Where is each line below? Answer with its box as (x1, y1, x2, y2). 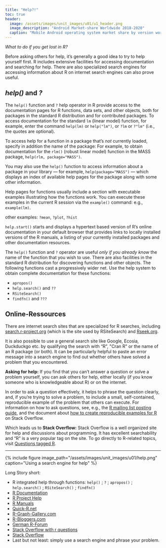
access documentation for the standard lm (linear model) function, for (5, 117, 147, 124)
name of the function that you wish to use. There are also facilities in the (5, 254, 152, 260)
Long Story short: (5, 469, 41, 476)
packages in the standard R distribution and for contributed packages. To (5, 112, 154, 118)
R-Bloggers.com (12, 516, 46, 522)
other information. (5, 179, 42, 185)
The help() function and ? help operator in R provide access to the (5, 102, 141, 108)
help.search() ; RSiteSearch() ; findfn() (12, 484, 95, 491)
